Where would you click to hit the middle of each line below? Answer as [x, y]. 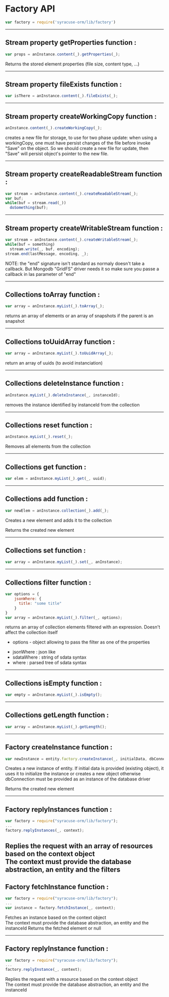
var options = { [22, 594]
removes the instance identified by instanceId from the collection [72, 405]
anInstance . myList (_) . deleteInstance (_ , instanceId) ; [63, 395]
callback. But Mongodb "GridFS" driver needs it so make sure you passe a [82, 269]
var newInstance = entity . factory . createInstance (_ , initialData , [76, 759]
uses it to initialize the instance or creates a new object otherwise [73, 774]
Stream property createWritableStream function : [84, 228]
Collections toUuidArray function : [60, 342]
